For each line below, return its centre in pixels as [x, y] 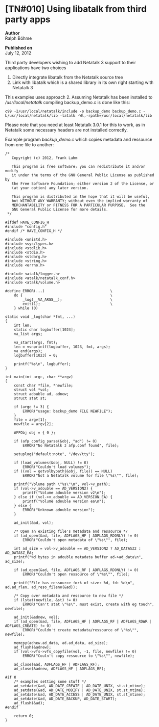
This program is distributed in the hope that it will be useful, [81, 196]
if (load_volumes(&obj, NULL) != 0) [51, 463]
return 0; [24, 716]
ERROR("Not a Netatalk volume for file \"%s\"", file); [81, 475]
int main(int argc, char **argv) [39, 377]
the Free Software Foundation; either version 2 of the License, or [83, 183]
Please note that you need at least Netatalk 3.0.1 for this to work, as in [75, 125]
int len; [23, 325]
